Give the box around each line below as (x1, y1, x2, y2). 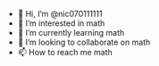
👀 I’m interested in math (17, 18, 105, 29)
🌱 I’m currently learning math (17, 28, 125, 37)
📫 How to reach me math (17, 47, 113, 57)
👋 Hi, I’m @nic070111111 (17, 9, 103, 19)
